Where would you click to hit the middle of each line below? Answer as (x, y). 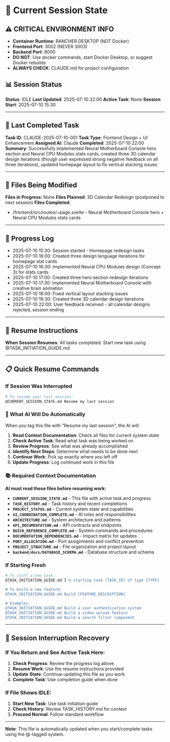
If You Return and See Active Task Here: (55, 652)
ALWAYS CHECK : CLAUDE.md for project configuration (71, 68)
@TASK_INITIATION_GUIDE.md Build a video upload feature (67, 613)
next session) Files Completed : (38, 202)
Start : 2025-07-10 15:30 (31, 105)
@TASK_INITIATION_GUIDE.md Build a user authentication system (73, 608)
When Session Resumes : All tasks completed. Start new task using (75, 343)
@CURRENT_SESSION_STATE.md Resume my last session (60, 401)
